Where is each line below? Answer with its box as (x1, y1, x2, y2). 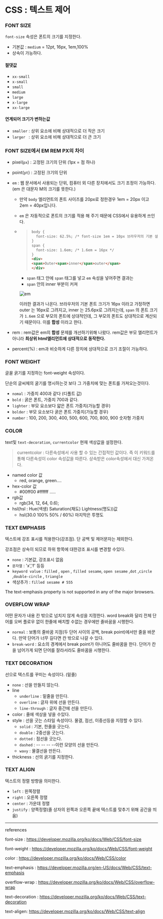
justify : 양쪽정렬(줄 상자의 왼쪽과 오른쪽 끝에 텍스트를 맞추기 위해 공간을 (12, 806, 152, 812)
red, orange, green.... (19, 477, 62, 483)
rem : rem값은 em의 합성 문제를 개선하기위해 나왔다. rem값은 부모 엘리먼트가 (12, 329, 158, 336)
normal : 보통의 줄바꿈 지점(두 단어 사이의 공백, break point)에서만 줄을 (12, 629, 147, 635)
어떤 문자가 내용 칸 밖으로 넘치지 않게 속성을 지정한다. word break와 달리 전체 (5, 613, 152, 618)
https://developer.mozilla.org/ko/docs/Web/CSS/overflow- (38, 879, 155, 885)
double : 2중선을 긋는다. (19, 729, 65, 735)
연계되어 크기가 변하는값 (5, 116, 50, 122)
